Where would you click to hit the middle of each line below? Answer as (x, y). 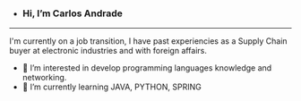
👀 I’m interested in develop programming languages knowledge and (147, 68)
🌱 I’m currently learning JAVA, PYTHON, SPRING (112, 87)
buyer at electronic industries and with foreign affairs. (108, 51)
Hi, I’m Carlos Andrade (73, 13)
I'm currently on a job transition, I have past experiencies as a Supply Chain (149, 41)
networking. (44, 78)
